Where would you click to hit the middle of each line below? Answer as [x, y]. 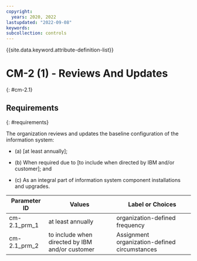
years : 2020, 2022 [34, 17]
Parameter [26, 201]
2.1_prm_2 [24, 245]
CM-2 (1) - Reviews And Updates [87, 73]
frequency [130, 225]
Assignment [133, 235]
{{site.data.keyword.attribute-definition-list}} [60, 50]
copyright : [19, 11]
